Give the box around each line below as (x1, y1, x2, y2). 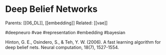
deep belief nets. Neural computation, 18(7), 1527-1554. (5, 44, 119, 50)
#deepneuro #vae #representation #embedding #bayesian (5, 29, 126, 35)
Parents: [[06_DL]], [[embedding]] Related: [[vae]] (5, 20, 108, 26)
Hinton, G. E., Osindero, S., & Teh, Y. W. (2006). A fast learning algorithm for (5, 39, 161, 45)
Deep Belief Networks (5, 3, 98, 15)
